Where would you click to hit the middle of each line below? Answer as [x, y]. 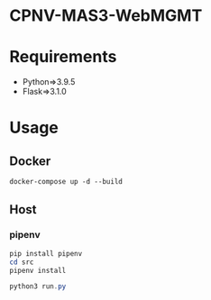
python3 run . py [38, 286]
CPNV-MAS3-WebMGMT [106, 16]
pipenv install [38, 270]
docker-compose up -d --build [66, 182]
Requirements [63, 57]
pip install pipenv [46, 253]
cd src [22, 262]
